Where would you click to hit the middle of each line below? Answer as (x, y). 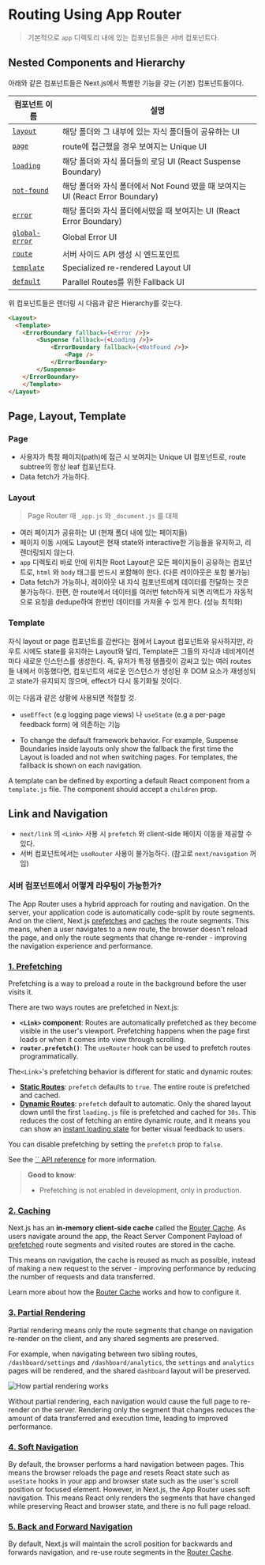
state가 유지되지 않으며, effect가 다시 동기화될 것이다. (99, 680)
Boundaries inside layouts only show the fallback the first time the (127, 748)
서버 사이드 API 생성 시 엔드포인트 (121, 254)
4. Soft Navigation (43, 1447)
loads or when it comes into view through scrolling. (103, 1040)
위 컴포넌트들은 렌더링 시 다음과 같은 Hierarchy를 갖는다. (95, 303)
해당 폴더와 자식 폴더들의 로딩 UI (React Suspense (151, 161)
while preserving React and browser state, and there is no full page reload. (129, 1506)
